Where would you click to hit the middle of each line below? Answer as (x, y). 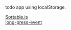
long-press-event (24, 22)
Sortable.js (17, 17)
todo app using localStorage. (36, 7)
